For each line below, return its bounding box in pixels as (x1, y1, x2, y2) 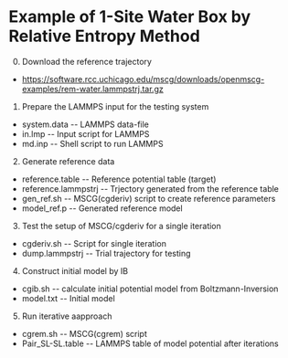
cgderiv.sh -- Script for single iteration (21, 237, 166, 248)
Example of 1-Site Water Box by (8, 6, 251, 27)
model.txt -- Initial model (21, 292, 115, 303)
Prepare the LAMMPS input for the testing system (21, 100, 209, 111)
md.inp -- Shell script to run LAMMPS (21, 138, 164, 149)
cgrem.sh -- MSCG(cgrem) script (21, 328, 147, 339)
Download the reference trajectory (21, 56, 153, 67)
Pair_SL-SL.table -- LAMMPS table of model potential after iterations (21, 338, 280, 349)
